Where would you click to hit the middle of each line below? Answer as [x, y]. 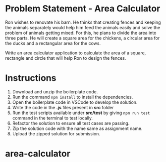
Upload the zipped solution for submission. [56, 133]
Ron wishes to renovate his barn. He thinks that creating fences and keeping [83, 22]
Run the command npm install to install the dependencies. [73, 97]
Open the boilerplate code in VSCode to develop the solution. [75, 102]
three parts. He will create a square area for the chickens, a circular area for [83, 38]
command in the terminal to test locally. [53, 118]
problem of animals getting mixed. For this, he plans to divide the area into [81, 33]
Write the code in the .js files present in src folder [63, 107]
